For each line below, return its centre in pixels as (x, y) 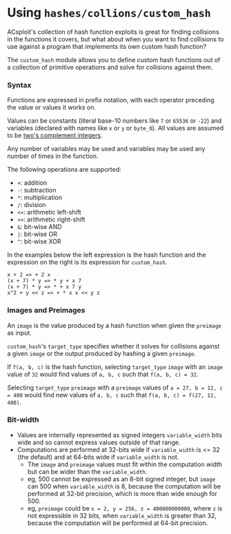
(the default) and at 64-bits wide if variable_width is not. (98, 457)
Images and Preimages (46, 310)
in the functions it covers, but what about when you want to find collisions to (115, 39)
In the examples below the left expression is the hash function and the (107, 255)
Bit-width (23, 420)
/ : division (31, 205)
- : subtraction (37, 190)
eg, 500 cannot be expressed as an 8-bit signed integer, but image (121, 479)
